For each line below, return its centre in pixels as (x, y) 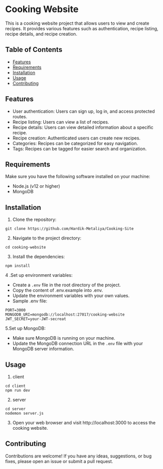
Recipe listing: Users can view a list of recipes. (61, 122)
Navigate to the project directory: (47, 238)
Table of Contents (34, 50)
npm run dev (18, 390)
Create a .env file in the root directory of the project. (67, 285)
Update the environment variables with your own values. (71, 296)
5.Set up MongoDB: (26, 329)
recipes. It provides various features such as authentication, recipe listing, (82, 28)
